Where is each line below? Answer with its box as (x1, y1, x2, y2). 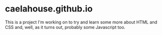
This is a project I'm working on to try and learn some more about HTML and (5, 19, 158, 25)
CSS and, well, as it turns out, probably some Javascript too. (5, 24, 126, 30)
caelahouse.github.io (5, 3, 93, 14)
